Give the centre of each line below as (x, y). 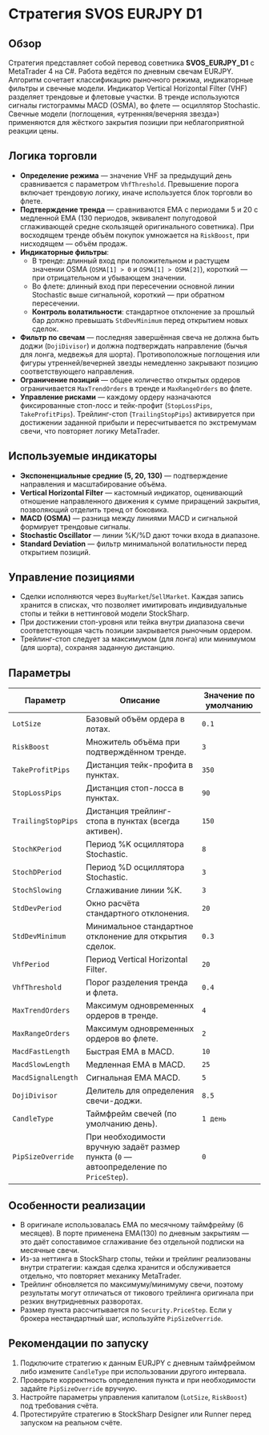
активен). (104, 831)
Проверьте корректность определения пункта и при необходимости (138, 1380)
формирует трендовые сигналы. (75, 527)
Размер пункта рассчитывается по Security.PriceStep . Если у (126, 1310)
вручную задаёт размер (132, 1147)
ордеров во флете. (122, 1039)
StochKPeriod (37, 849)
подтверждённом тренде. (136, 752)
